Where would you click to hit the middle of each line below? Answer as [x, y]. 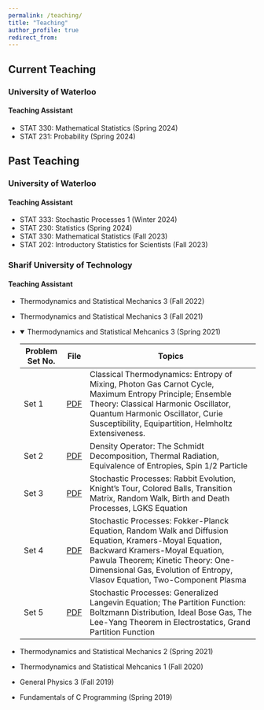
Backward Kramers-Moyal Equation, [157, 550]
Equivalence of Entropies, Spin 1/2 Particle [169, 466]
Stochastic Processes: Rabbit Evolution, [163, 479]
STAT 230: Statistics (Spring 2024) [76, 228]
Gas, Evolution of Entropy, [185, 570]
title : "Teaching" [38, 23]
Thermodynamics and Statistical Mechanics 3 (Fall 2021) [111, 316]
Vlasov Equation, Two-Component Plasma [168, 580]
